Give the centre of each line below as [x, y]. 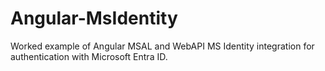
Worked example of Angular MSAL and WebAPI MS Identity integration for [162, 46]
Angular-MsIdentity [94, 18]
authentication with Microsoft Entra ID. [89, 56]
